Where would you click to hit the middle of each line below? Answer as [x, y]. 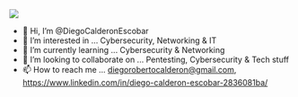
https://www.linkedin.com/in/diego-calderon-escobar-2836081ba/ [145, 83]
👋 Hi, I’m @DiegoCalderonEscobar [86, 31]
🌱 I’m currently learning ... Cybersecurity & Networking [123, 50]
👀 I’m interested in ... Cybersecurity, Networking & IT [119, 40]
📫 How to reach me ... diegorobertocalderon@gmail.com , [129, 70]
